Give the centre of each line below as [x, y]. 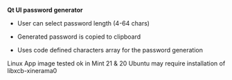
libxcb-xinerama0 [32, 71]
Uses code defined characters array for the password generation [110, 50]
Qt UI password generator [45, 10]
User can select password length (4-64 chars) [83, 23]
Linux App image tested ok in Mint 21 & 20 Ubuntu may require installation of [116, 63]
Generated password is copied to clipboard [79, 37]
